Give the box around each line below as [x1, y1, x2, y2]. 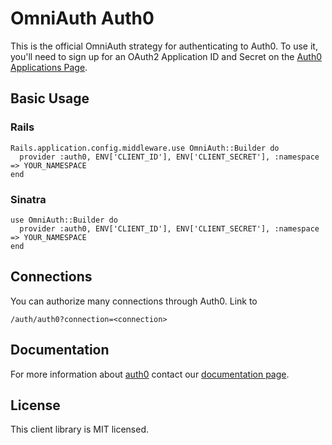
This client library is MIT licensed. [10, 423, 150, 436]
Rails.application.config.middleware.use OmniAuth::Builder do [10, 143, 280, 153]
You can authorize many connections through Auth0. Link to [10, 295, 258, 307]
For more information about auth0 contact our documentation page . [10, 368, 290, 380]
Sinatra [10, 192, 47, 206]
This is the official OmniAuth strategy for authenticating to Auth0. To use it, [10, 40, 318, 52]
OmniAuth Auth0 [10, 7, 155, 30]
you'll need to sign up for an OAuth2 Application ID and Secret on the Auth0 [10, 50, 323, 62]
